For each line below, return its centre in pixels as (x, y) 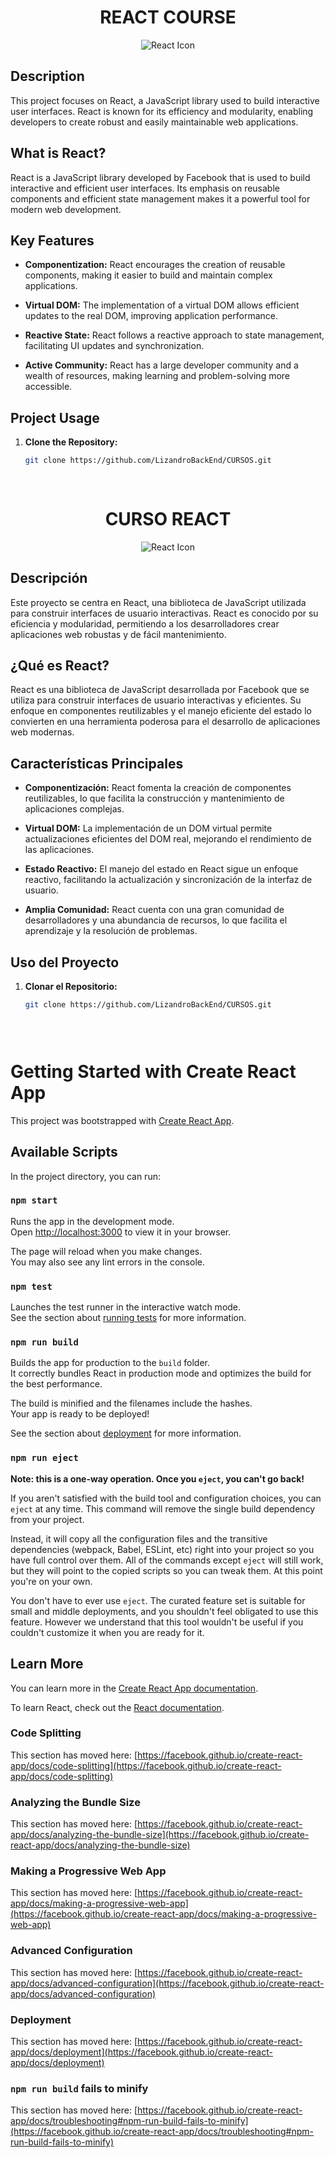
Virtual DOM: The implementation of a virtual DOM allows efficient (162, 305)
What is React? (58, 153)
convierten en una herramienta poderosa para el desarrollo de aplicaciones (165, 722)
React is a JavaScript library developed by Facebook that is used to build (160, 177)
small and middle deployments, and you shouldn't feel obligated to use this (164, 1611)
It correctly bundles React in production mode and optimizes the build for (161, 1373)
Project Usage (55, 417)
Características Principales (97, 763)
